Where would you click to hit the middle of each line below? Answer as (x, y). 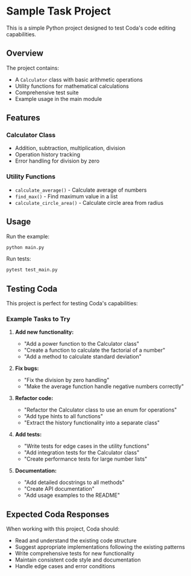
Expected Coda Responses (58, 514)
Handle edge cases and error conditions (65, 566)
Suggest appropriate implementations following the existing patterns (100, 547)
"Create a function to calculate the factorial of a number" (95, 350)
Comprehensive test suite (47, 92)
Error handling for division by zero (57, 161)
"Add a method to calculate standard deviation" (83, 357)
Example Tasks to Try (38, 319)
